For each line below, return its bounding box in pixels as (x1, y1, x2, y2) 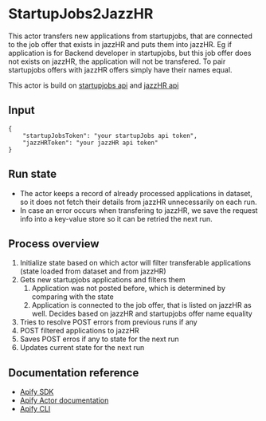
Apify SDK (19, 388, 54, 397)
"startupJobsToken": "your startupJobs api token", (22, 132, 198, 140)
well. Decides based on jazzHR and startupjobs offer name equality (31, 309, 252, 319)
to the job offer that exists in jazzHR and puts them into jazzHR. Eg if (8, 39, 233, 49)
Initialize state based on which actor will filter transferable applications (19, 258, 252, 268)
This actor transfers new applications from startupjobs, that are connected (8, 31, 253, 41)
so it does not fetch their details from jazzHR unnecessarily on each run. (19, 197, 257, 207)
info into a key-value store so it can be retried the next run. (19, 214, 213, 223)
